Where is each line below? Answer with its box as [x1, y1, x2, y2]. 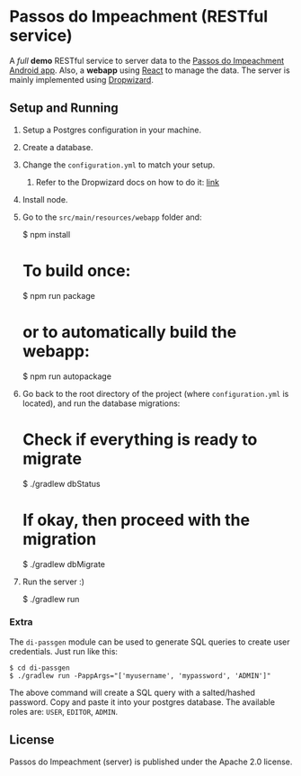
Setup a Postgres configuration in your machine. [22, 124, 202, 135]
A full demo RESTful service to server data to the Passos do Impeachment [9, 55, 285, 66]
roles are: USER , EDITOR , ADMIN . [9, 706, 119, 717]
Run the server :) [22, 576, 85, 587]
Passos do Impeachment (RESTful [9, 6, 269, 27]
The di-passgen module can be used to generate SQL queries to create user [9, 636, 290, 647]
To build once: [22, 260, 131, 281]
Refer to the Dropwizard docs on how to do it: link [35, 176, 220, 187]
